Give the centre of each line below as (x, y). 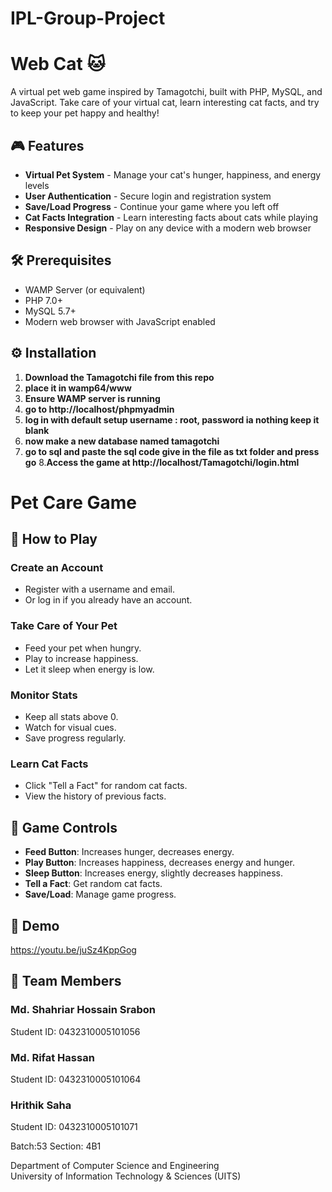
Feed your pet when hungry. (83, 648)
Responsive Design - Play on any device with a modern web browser (168, 228)
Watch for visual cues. (70, 728)
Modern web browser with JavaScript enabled (120, 321)
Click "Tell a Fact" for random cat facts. (106, 786)
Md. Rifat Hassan (52, 1057)
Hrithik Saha (41, 1105)
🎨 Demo (35, 925)
